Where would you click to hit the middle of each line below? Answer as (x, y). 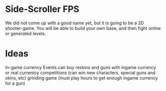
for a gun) (15, 83)
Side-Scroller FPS (42, 9)
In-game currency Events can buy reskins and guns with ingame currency (81, 67)
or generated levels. (26, 33)
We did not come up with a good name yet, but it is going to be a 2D (75, 23)
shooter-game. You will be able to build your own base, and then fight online (83, 28)
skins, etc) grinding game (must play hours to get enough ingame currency (82, 78)
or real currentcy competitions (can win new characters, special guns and (80, 73)
